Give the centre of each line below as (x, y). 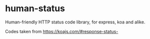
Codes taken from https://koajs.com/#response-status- (62, 31)
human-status (35, 9)
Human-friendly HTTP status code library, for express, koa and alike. (75, 22)
